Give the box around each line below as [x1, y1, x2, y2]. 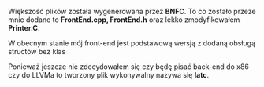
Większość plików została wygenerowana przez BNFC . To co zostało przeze [8, 7, 256, 16]
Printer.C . [8, 24, 40, 32]
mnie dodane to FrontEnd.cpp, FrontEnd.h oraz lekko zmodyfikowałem [8, 15, 240, 24]
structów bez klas [8, 47, 66, 56]
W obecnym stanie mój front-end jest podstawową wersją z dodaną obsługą [8, 38, 256, 48]
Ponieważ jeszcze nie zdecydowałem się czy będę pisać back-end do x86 [8, 62, 250, 71]
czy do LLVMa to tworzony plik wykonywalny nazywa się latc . [8, 71, 210, 79]
